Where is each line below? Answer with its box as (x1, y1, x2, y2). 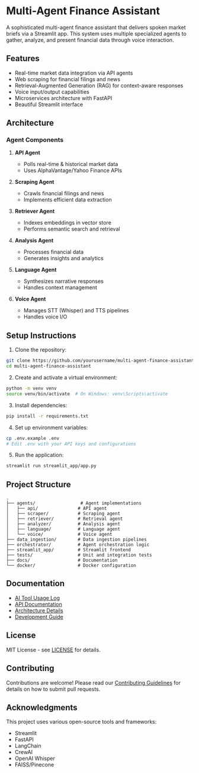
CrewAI (14, 749, 33, 756)
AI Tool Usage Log (14, 594, 60, 601)
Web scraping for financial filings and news (14, 75, 120, 82)
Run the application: (14, 452, 64, 459)
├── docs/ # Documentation (6, 557, 118, 564)
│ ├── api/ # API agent (6, 506, 108, 512)
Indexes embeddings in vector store (23, 219, 111, 226)
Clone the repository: (14, 346, 67, 353)
